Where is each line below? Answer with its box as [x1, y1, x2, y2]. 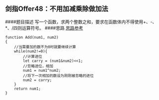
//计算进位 [23, 54, 43, 59]
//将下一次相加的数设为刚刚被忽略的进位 [23, 73, 94, 78]
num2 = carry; [23, 77, 52, 83]
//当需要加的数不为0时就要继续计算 [14, 44, 76, 50]
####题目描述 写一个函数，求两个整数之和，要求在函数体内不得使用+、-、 [5, 19, 157, 25]
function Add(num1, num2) [5, 35, 58, 40]
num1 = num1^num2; [23, 68, 61, 73]
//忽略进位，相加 [23, 63, 53, 68]
